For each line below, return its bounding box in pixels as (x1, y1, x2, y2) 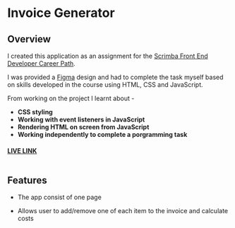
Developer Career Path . (7, 59, 76, 68)
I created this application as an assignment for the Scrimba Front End (7, 52, 208, 60)
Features (7, 174, 47, 186)
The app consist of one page (17, 193, 102, 202)
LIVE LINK (7, 146, 37, 155)
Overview (7, 33, 52, 45)
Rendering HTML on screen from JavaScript (17, 123, 150, 131)
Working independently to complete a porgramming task (17, 131, 188, 138)
